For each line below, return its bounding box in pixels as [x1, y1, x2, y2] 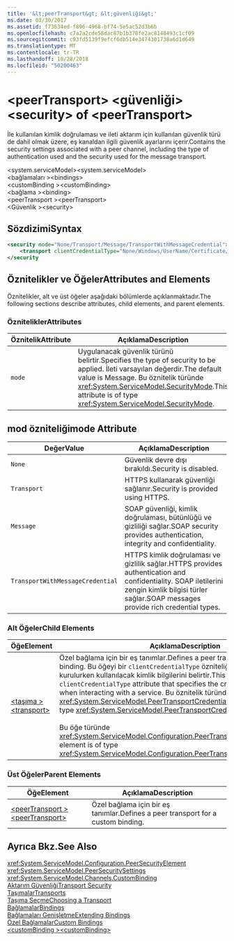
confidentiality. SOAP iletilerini [124, 576, 224, 586]
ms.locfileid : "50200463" [7, 62, 82, 69]
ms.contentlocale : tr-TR [7, 49, 79, 56]
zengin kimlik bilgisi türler [124, 585, 208, 595]
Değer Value [44, 443, 85, 453]
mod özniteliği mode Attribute [7, 422, 137, 434]
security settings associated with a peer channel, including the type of [7, 144, 209, 153]
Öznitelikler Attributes [7, 316, 82, 326]
